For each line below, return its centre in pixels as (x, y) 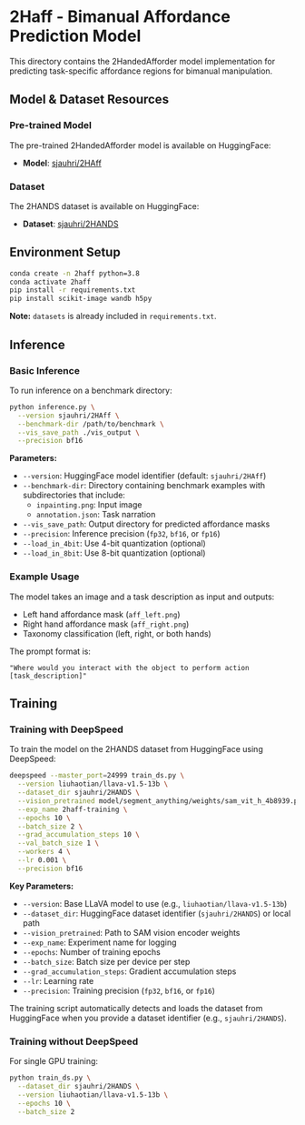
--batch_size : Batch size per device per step (106, 961)
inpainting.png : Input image (89, 505)
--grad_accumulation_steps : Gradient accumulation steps (129, 971)
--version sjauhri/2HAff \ (69, 416)
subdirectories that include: (74, 495)
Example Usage (44, 577)
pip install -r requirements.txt (73, 290)
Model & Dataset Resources (89, 100)
